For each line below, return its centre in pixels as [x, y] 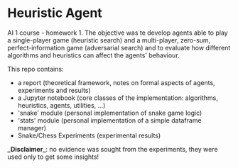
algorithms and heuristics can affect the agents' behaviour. [93, 55]
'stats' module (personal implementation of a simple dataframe [109, 120]
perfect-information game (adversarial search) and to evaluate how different [119, 47]
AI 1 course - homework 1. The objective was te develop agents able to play [118, 33]
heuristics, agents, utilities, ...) [61, 105]
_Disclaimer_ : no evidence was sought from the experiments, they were [113, 149]
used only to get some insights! [53, 157]
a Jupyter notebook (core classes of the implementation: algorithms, [118, 98]
